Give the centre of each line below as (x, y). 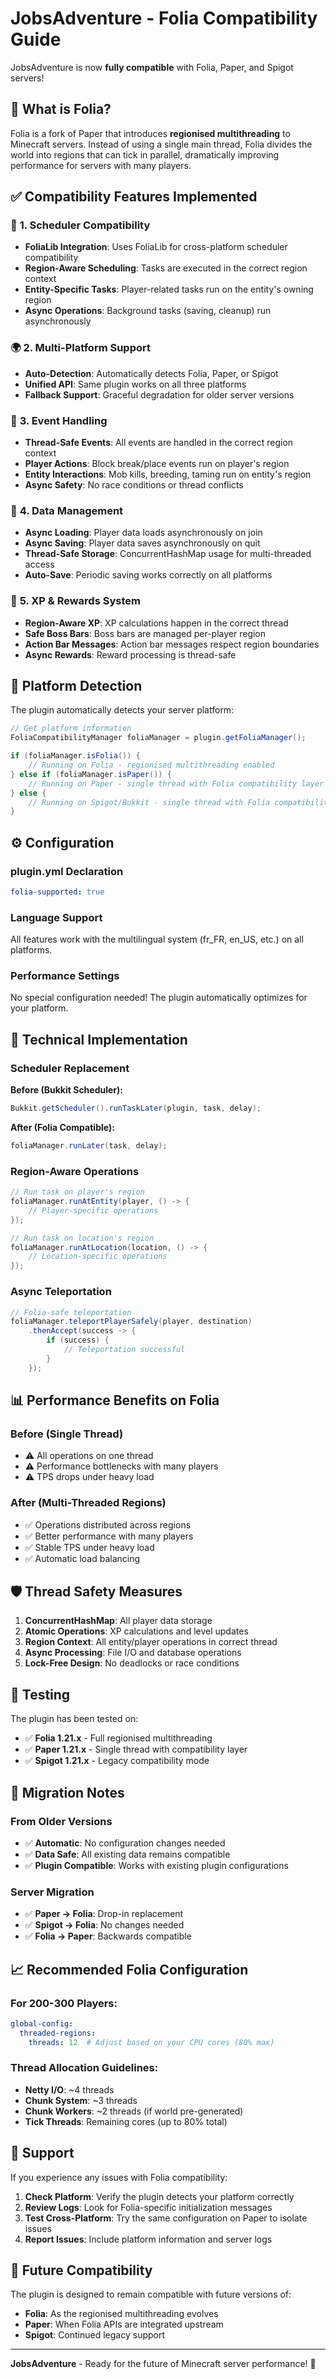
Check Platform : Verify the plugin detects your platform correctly (159, 2196)
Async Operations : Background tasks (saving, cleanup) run (148, 311)
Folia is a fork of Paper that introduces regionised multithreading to (150, 133)
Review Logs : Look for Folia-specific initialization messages (148, 2207)
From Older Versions (61, 1821)
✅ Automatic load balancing (82, 1558)
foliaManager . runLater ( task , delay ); (89, 1146)
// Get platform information (71, 728)
